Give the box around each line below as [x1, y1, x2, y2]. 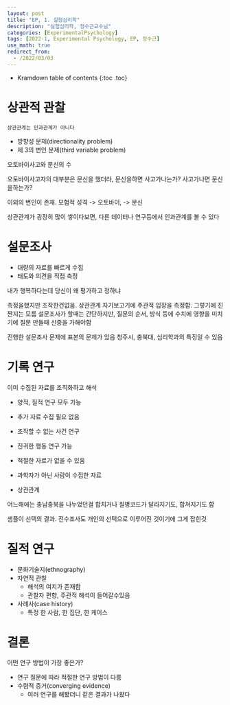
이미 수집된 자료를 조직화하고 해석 [7, 383, 97, 391]
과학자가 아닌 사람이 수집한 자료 [16, 471, 102, 479]
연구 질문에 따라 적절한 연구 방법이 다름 [16, 673, 122, 682]
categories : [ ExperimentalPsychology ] [7, 29, 118, 36]
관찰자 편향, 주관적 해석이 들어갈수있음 [27, 591, 130, 599]
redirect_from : [7, 49, 51, 56]
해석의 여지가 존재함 [27, 582, 81, 590]
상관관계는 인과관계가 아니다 [7, 124, 75, 131]
